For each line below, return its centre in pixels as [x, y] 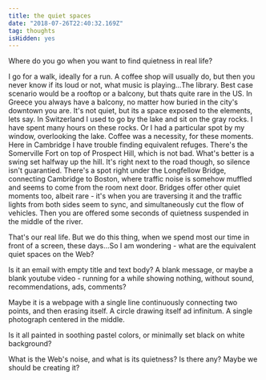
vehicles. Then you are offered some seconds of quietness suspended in [129, 213]
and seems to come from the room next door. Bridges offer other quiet [124, 188]
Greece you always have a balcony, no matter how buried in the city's [123, 102]
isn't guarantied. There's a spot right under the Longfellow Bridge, [117, 170]
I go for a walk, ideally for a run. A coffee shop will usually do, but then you [131, 76]
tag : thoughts [32, 31]
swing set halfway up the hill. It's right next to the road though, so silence [129, 162]
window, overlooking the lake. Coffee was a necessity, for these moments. [131, 137]
